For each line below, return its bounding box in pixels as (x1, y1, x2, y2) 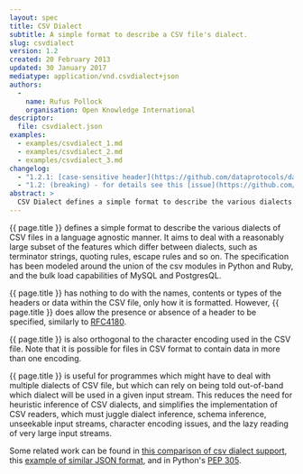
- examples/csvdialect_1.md (17, 139, 124, 148)
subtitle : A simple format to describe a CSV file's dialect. (9, 30, 248, 39)
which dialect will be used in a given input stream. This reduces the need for (9, 389, 293, 400)
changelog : (9, 164, 50, 173)
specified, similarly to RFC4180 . (9, 316, 127, 327)
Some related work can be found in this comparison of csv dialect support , (9, 445, 288, 456)
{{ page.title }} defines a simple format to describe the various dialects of (9, 222, 281, 232)
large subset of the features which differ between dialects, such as (9, 241, 258, 252)
